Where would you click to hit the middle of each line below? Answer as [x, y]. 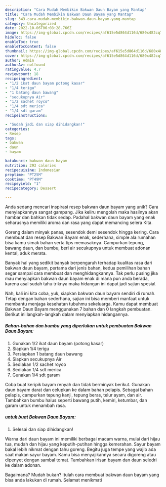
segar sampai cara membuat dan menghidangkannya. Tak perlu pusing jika [82, 273]
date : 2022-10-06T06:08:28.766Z [38, 28]
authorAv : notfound [25, 65]
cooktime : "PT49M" [24, 179]
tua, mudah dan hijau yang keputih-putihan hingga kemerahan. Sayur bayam [83, 444]
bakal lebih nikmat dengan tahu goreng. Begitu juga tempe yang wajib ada [81, 449]
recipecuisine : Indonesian [33, 170]
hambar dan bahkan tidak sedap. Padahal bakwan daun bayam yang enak [80, 217]
